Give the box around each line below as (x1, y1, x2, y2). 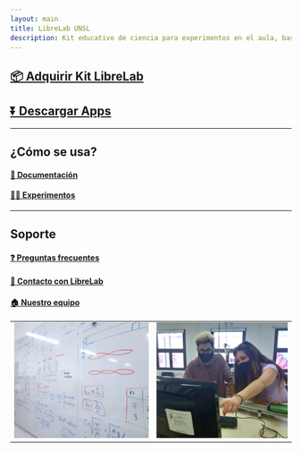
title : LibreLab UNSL (10, 23, 91, 33)
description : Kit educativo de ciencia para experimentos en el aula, (10, 33, 279, 42)
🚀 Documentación (10, 169, 79, 180)
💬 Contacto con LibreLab (10, 276, 104, 286)
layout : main (10, 14, 59, 23)
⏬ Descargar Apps (10, 104, 112, 119)
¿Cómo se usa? (10, 144, 97, 159)
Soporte (10, 226, 56, 242)
